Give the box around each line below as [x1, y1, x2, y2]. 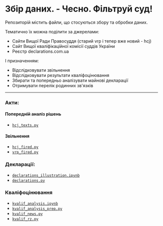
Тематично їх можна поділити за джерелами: [5, 29, 99, 34]
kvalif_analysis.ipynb [12, 201, 58, 206]
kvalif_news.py [12, 211, 43, 216]
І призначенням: [5, 58, 39, 63]
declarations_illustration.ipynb [12, 173, 80, 178]
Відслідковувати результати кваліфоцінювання [12, 72, 110, 78]
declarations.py [12, 178, 45, 183]
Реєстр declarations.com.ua [12, 48, 69, 54]
